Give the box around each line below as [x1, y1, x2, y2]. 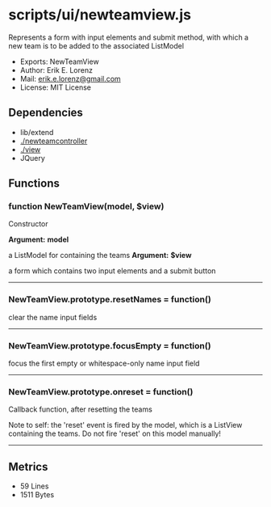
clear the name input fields [8, 312, 98, 322]
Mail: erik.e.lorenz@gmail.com [19, 74, 121, 83]
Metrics [8, 459, 48, 474]
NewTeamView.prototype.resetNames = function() [8, 294, 211, 305]
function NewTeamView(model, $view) [8, 201, 165, 212]
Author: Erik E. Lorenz [19, 65, 93, 74]
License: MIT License [19, 82, 91, 92]
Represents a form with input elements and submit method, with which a [8, 32, 248, 42]
